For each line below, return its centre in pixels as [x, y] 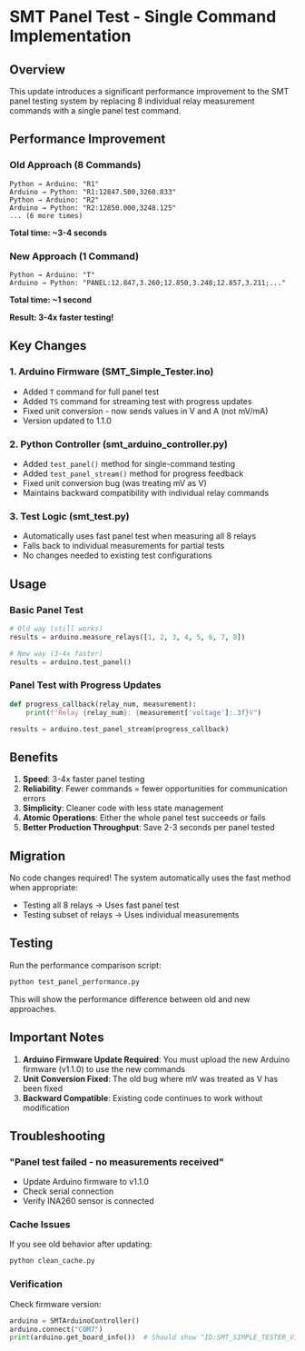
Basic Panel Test [47, 610]
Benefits [34, 757]
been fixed [43, 1088]
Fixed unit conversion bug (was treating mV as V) [114, 482]
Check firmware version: [55, 1304]
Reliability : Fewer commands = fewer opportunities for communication [155, 789]
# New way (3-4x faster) [56, 653]
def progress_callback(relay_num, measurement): [103, 704]
